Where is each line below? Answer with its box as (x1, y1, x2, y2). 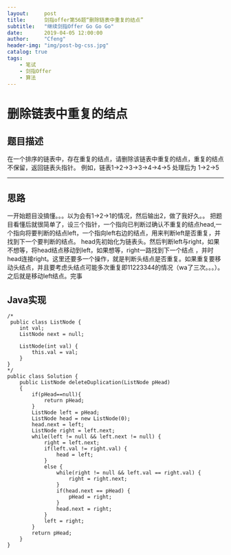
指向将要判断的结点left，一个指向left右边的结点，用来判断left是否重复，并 (12, 229, 221, 238)
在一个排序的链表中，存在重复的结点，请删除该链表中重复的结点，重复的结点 (7, 155, 224, 163)
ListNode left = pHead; (32, 409, 100, 416)
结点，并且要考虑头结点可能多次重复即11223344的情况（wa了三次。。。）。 (19, 263, 224, 272)
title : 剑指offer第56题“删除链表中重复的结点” (7, 17, 144, 23)
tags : (7, 55, 23, 62)
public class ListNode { (10, 319, 81, 326)
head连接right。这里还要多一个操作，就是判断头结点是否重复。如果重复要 (7, 255, 215, 263)
